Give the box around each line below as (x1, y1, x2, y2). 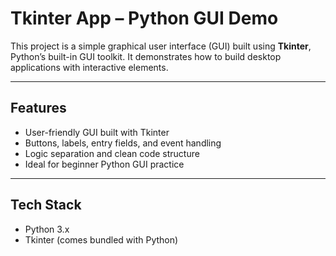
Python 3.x (24, 223, 70, 235)
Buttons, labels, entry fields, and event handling (24, 137, 222, 149)
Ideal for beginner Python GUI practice (24, 158, 185, 170)
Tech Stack (10, 197, 82, 214)
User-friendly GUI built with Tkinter (24, 126, 170, 138)
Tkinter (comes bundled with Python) (24, 233, 179, 246)
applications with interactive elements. (10, 61, 169, 73)
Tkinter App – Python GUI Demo (10, 7, 279, 30)
